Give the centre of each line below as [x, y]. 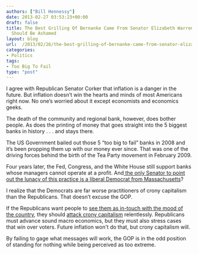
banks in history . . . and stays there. [50, 131]
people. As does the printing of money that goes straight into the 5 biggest [97, 125]
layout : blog [22, 39]
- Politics [19, 55]
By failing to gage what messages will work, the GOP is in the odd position [96, 239]
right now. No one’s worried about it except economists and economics [92, 101]
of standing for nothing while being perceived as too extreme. [81, 245]
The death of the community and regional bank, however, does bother [91, 119]
